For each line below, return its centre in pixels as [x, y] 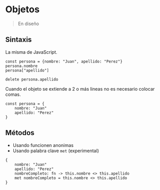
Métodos [20, 133]
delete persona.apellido [32, 79]
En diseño [28, 24]
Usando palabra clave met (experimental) [56, 151]
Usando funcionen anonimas [43, 145]
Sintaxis [19, 40]
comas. [13, 94]
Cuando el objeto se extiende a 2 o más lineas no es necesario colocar [80, 89]
